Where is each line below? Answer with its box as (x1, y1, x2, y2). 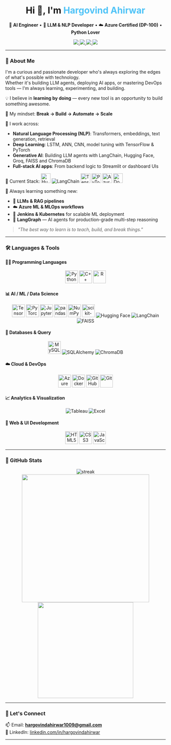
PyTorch (12, 147, 31, 153)
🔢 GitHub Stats (5, 457, 42, 464)
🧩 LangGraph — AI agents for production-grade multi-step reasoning (12, 217, 158, 223)
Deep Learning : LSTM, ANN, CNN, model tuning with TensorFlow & (12, 142, 154, 148)
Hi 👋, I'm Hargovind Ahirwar (25, 5, 146, 16)
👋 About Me (5, 57, 35, 64)
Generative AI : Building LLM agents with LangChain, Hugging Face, (12, 152, 155, 159)
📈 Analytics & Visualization (5, 395, 65, 401)
